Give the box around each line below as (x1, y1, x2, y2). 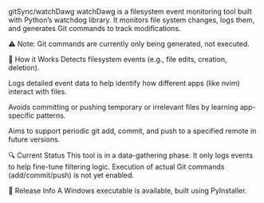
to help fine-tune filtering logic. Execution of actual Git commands (8, 162, 225, 171)
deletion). (8, 63, 40, 72)
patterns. (36, 111, 66, 120)
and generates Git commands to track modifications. (8, 24, 181, 33)
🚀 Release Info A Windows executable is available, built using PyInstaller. (8, 186, 247, 195)
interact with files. (8, 87, 68, 96)
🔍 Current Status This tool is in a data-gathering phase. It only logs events (8, 150, 254, 160)
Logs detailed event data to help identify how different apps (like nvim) (8, 79, 241, 88)
